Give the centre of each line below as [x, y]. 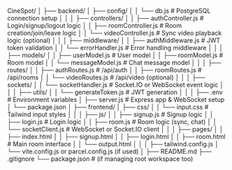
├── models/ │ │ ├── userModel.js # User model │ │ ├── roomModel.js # [115, 55]
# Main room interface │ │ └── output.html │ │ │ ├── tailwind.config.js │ [113, 144]
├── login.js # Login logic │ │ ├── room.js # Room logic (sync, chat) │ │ [112, 122]
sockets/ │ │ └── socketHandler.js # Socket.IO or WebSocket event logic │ [116, 85]
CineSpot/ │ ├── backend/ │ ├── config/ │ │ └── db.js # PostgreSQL [109, 11]
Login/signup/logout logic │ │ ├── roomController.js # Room [95, 25]
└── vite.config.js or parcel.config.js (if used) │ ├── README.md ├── [109, 151]
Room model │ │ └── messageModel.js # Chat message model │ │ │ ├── [114, 62]
